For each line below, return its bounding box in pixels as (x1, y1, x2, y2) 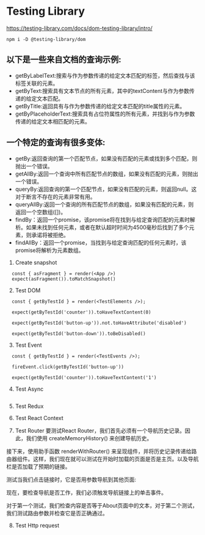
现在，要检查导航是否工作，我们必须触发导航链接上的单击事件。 (6, 489, 167, 496)
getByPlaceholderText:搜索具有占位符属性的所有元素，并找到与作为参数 (15, 110, 195, 117)
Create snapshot (15, 259, 57, 266)
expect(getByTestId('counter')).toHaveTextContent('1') (12, 374, 157, 380)
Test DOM (15, 286, 41, 294)
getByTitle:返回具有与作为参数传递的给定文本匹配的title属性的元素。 (15, 102, 185, 109)
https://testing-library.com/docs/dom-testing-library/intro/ (6, 24, 153, 32)
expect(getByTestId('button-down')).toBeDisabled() (12, 330, 146, 337)
